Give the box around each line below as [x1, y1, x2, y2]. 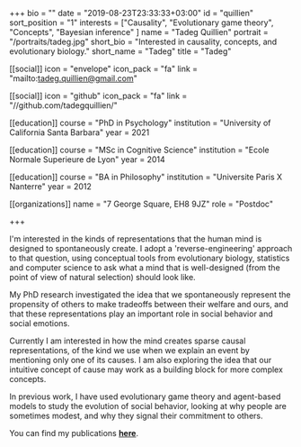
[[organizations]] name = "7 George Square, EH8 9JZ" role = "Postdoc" [9, 198, 274, 209]
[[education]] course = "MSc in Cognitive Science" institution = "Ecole [9, 144, 270, 155]
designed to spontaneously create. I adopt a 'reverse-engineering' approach [9, 243, 293, 253]
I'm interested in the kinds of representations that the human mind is [9, 233, 262, 244]
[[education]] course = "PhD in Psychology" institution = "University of [9, 117, 271, 128]
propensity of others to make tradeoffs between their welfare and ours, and [9, 299, 289, 309]
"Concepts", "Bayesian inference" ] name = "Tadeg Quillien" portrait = [9, 27, 269, 37]
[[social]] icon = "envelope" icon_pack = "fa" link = [9, 63, 199, 74]
